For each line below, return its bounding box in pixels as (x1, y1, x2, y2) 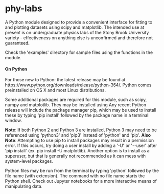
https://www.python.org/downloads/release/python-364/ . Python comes (5, 82, 152, 88)
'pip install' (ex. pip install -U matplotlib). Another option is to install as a (5, 148, 150, 154)
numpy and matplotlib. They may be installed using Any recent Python (5, 102, 147, 108)
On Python (5, 66, 27, 72)
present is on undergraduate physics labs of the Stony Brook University (5, 29, 149, 35)
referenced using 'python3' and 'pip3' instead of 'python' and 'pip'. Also (5, 132, 151, 138)
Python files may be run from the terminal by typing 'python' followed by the (5, 168, 159, 174)
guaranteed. (5, 40, 30, 46)
